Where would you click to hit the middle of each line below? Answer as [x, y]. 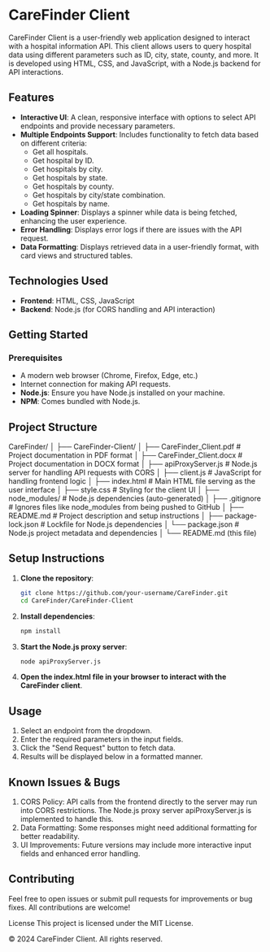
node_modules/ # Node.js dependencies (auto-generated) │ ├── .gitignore [135, 498]
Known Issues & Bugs [64, 782]
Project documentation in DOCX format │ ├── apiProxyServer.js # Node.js [133, 464]
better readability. [50, 836]
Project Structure [53, 427]
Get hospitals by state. [70, 177]
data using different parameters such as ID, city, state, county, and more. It [133, 54]
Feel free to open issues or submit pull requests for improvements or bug [131, 898]
